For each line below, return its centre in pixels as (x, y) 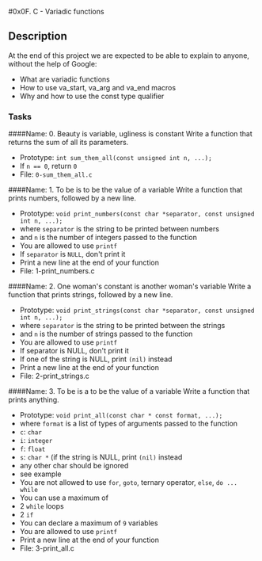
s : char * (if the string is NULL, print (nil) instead (101, 457)
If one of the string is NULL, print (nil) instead (96, 359)
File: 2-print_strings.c (54, 376)
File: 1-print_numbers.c (57, 271)
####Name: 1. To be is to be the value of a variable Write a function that (125, 190)
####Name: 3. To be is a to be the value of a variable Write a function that (129, 391)
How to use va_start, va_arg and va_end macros (98, 87)
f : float (32, 449)
